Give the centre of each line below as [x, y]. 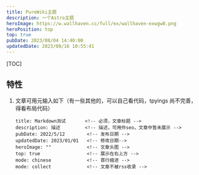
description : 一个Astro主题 [40, 18]
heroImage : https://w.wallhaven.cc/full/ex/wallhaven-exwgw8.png [91, 23]
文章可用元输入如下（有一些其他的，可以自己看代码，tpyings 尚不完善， [106, 100]
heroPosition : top [30, 29]
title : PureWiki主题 [32, 12]
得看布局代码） [34, 108]
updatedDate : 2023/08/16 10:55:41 [51, 47]
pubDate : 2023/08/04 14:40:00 [45, 41]
